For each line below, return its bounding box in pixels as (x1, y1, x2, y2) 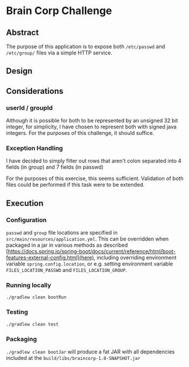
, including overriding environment (93, 254, 177, 261)
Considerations (6, 86, 64, 96)
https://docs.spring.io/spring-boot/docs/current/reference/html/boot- (8, 248, 176, 255)
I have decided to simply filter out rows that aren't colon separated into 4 (6, 157, 182, 165)
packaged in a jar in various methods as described (6, 242, 128, 249)
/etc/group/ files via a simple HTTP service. (6, 49, 112, 56)
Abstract (6, 28, 39, 38)
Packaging (6, 335, 37, 343)
